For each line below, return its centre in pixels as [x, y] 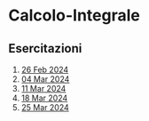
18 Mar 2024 [44, 98]
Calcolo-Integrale [74, 16]
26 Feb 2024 [45, 69]
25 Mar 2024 [45, 107]
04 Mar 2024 [45, 79]
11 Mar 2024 [43, 89]
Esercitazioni [45, 48]
